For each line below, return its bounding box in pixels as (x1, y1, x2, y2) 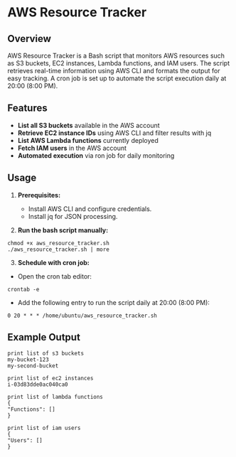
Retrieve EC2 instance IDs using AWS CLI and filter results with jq (17, 129, 212, 137)
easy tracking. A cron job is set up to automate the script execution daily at (7, 74, 227, 82)
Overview (7, 33, 52, 45)
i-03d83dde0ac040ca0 (7, 381, 69, 388)
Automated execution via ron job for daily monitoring (17, 151, 175, 160)
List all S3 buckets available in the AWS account (17, 121, 160, 129)
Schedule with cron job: (17, 258, 90, 267)
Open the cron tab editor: (17, 271, 92, 281)
